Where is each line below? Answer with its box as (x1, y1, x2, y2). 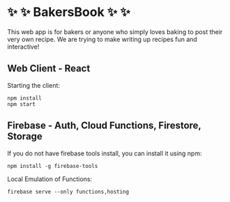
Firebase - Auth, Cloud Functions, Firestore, (7, 120, 201, 132)
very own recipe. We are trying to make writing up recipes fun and (7, 35, 197, 43)
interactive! (7, 42, 40, 51)
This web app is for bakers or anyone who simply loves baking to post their (7, 27, 223, 36)
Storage (7, 130, 43, 143)
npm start (7, 100, 36, 108)
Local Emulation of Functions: (7, 175, 93, 183)
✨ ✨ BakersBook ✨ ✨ (7, 4, 130, 20)
